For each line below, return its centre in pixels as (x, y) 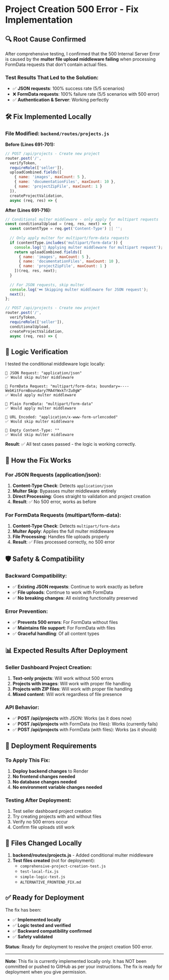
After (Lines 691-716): (28, 210)
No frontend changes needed (44, 776)
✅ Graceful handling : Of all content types (56, 634)
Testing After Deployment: (38, 800)
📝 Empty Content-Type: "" (32, 431)
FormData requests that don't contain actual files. (57, 64)
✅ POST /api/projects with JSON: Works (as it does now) (72, 718)
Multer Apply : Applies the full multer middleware (63, 531)
